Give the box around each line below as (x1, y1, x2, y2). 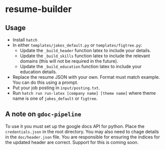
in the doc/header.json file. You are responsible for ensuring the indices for (5, 134, 160, 140)
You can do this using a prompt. (12, 79, 79, 85)
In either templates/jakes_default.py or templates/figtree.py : (12, 42, 142, 48)
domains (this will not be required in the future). (20, 58, 118, 64)
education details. (20, 69, 57, 75)
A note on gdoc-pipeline (5, 110, 82, 118)
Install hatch (12, 37, 38, 43)
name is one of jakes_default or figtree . (12, 95, 98, 101)
